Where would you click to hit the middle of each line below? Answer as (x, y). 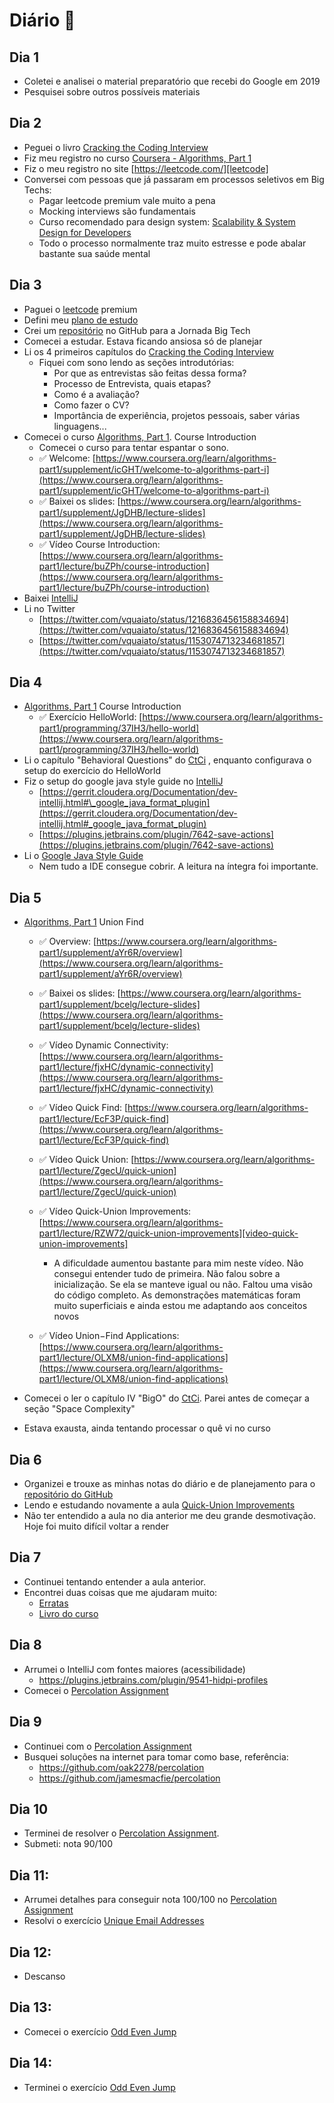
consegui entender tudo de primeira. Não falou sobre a (167, 1274)
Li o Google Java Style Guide (83, 856)
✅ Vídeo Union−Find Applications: (109, 1336)
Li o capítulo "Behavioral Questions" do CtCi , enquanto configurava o (167, 760)
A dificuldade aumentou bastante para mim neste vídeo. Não (178, 1263)
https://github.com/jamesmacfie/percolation (129, 1778)
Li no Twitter (49, 608)
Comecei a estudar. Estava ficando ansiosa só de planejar (143, 341)
